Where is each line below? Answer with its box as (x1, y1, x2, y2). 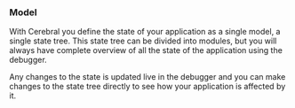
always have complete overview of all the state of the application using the (9, 45, 283, 56)
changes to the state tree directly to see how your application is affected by (9, 81, 286, 92)
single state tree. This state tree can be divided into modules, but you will (9, 35, 277, 46)
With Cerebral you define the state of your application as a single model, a (9, 27, 281, 37)
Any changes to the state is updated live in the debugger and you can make (9, 72, 286, 82)
